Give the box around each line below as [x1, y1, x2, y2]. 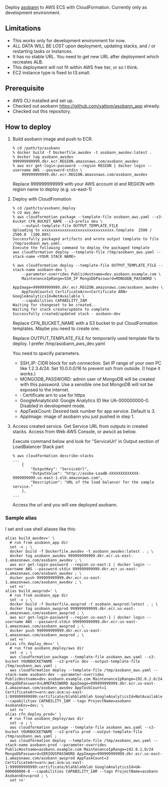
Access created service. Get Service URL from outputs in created [12, 423, 148, 429]
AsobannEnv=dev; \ [5, 703, 44, 708]
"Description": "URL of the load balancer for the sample [31, 480, 154, 485]
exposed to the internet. [20, 387, 70, 393]
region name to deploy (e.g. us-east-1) [12, 186, 92, 193]
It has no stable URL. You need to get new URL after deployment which [12, 53, 159, 59]
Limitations [5, 24, 41, 33]
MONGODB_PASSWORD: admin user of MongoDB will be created [20, 376, 155, 382]
